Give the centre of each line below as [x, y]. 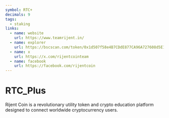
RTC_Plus [26, 91]
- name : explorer [28, 43]
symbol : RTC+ [19, 10]
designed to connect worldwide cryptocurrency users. [62, 110]
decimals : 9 [18, 15]
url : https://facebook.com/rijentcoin [55, 66]
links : [12, 29]
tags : [11, 19]
